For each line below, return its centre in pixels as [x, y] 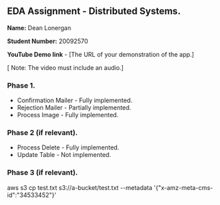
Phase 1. [21, 85]
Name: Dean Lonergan [39, 27]
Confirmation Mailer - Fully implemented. [74, 100]
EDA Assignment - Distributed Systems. [94, 11]
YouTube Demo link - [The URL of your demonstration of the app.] [101, 54]
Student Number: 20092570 [48, 41]
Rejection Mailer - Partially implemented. [74, 108]
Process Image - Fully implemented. [68, 115]
